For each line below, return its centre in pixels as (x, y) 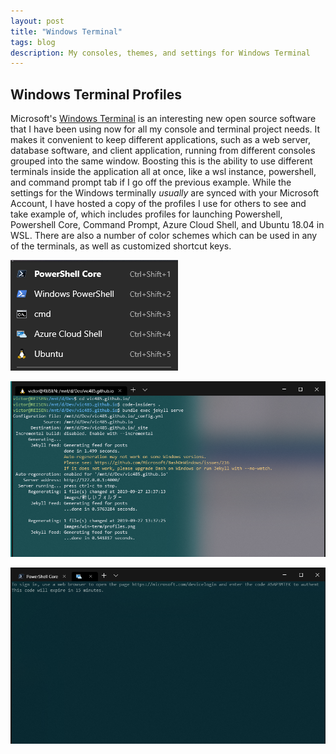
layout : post (37, 21)
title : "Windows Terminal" (66, 31)
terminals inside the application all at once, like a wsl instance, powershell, (163, 172)
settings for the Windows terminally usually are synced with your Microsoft (165, 193)
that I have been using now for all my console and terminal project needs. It (165, 129)
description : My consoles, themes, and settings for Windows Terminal (160, 53)
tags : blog (33, 42)
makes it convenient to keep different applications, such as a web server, (160, 140)
